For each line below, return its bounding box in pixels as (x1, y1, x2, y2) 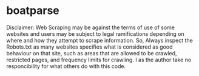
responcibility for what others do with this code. (6, 62, 126, 70)
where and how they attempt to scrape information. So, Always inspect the (6, 36, 193, 44)
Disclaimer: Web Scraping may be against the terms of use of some (6, 24, 175, 31)
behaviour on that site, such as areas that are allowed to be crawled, (6, 49, 177, 57)
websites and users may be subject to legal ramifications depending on (6, 30, 185, 37)
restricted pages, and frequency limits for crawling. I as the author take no (6, 56, 192, 63)
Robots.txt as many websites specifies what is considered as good (6, 43, 173, 50)
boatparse (6, 4, 59, 18)
